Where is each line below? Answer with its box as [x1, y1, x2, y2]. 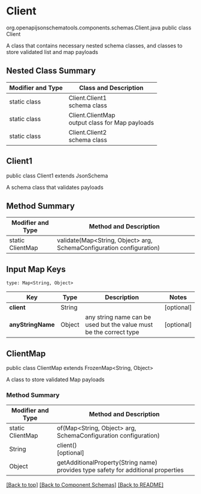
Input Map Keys [6, 264, 66, 274]
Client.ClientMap [68, 111, 115, 119]
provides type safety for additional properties [56, 466, 184, 474]
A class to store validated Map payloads [6, 376, 105, 383]
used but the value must [85, 321, 153, 329]
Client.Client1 [68, 94, 107, 102]
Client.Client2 [68, 128, 107, 136]
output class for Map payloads [68, 118, 154, 126]
